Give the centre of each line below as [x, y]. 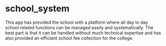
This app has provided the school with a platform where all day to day [77, 22]
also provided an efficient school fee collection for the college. [69, 38]
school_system [37, 9]
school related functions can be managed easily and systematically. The [79, 27]
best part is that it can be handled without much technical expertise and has [83, 33]
